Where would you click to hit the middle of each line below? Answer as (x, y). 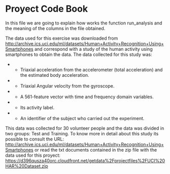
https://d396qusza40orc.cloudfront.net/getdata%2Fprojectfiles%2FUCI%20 (85, 160)
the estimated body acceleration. (55, 75)
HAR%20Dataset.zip (27, 166)
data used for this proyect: (33, 155)
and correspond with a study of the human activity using (94, 49)
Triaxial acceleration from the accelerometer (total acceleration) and (91, 70)
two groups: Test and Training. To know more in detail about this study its (82, 133)
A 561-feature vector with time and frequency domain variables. (87, 97)
